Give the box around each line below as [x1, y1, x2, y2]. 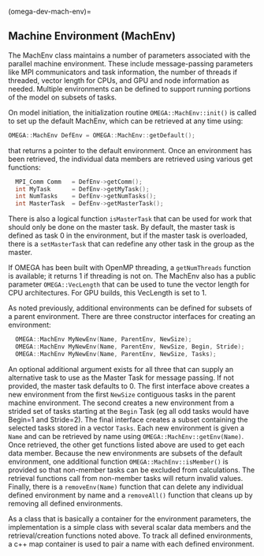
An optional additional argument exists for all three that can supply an [8, 364, 234, 374]
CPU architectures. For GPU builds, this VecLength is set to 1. [8, 288, 207, 298]
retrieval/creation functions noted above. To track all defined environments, [8, 531, 254, 540]
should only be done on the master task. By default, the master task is [8, 223, 236, 232]
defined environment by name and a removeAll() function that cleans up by [8, 490, 254, 500]
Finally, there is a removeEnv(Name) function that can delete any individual [8, 482, 244, 491]
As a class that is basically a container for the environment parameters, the [8, 513, 251, 524]
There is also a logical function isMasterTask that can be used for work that [8, 214, 252, 224]
